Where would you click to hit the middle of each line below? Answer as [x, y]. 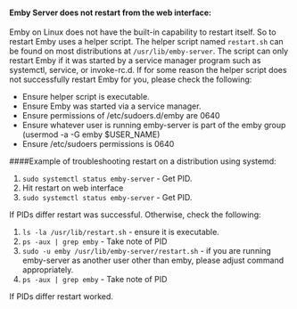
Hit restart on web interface [73, 188]
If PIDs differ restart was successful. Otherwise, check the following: [135, 215]
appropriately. [48, 270]
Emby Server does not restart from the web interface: [111, 12]
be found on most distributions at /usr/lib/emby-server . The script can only [149, 51]
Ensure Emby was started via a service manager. [111, 106]
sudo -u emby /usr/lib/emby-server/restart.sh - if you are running [147, 251]
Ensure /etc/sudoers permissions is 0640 [98, 144]
